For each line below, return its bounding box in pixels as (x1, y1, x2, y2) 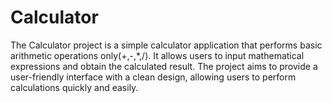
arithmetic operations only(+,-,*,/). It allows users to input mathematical (10, 49, 305, 61)
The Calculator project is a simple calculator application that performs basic (10, 39, 323, 51)
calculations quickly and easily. (10, 81, 139, 93)
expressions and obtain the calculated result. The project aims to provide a (10, 60, 318, 72)
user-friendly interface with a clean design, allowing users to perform (10, 71, 297, 83)
